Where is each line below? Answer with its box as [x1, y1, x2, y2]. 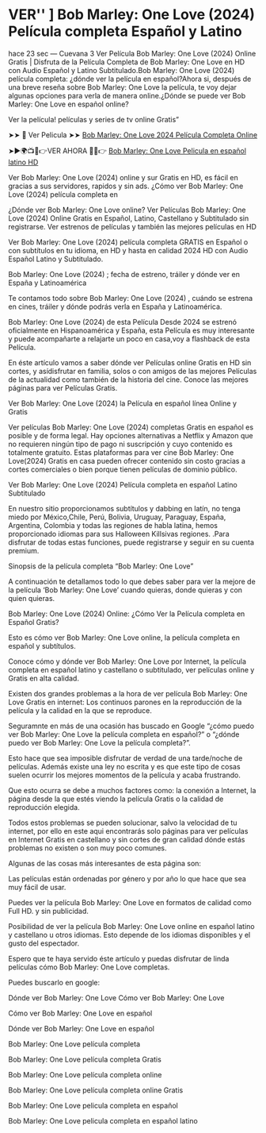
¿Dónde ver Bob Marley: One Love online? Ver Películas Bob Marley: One [8, 205, 246, 214]
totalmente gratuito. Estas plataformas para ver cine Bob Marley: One [8, 447, 234, 457]
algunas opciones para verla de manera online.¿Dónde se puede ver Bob [8, 91, 246, 100]
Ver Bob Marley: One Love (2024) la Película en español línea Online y [8, 399, 237, 408]
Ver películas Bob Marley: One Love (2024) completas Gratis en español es [8, 422, 254, 432]
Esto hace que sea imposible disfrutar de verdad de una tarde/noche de [8, 753, 243, 763]
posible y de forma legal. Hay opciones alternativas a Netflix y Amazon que [8, 430, 253, 440]
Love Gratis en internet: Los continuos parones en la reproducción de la [8, 697, 242, 707]
